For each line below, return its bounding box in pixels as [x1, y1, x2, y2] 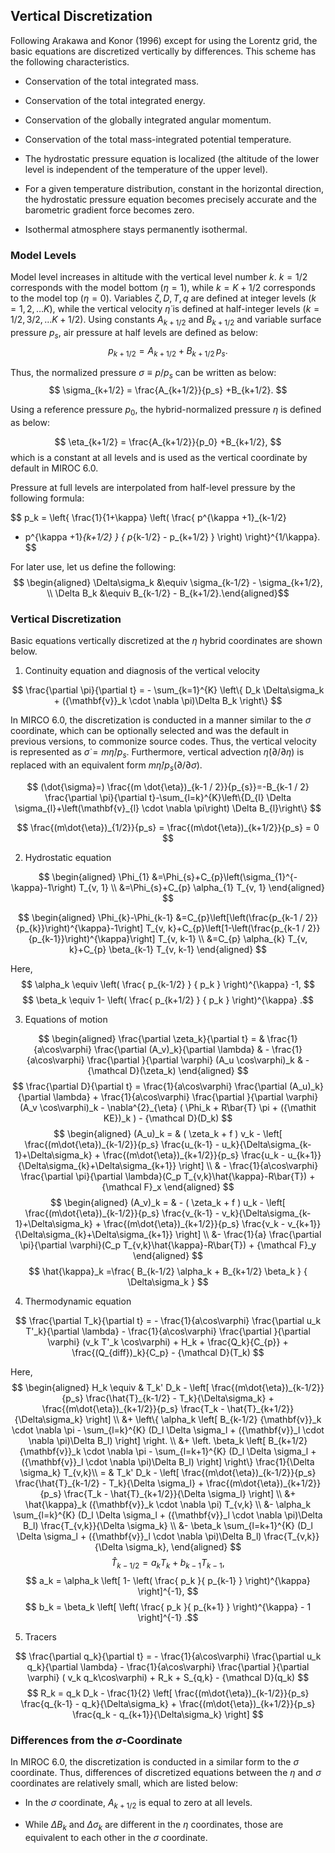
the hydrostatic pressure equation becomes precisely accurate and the [24, 193, 317, 205]
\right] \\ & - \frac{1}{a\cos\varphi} [178, 1159, 319, 1171]
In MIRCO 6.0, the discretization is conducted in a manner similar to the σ [10, 714, 312, 726]
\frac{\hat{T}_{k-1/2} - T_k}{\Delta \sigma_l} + [14, 1477, 205, 1489]
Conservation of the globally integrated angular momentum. [24, 114, 272, 126]
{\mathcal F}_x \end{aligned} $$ [101, 1180, 235, 1193]
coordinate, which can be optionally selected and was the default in [10, 725, 289, 737]
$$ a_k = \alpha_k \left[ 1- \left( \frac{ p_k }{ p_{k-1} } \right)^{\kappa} [25, 1574, 311, 1586]
